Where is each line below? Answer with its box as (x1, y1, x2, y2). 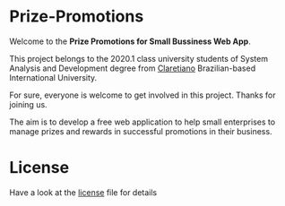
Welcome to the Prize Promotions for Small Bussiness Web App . (9, 36, 251, 47)
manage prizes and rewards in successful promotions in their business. (9, 125, 272, 136)
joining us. (9, 99, 47, 109)
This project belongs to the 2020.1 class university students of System (9, 53, 269, 64)
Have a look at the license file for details (9, 186, 158, 198)
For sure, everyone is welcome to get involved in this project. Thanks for (9, 90, 276, 100)
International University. (9, 72, 98, 82)
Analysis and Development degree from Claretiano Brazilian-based (9, 63, 256, 73)
